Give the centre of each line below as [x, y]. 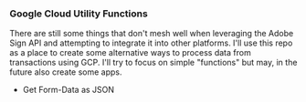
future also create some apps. [66, 72]
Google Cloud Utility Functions [79, 14]
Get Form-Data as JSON [69, 90]
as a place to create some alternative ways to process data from [130, 53]
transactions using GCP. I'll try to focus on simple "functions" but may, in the [153, 63]
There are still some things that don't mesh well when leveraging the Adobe [152, 34]
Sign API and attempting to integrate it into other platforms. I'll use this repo [151, 43]
